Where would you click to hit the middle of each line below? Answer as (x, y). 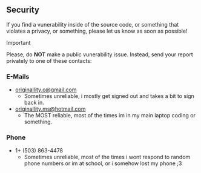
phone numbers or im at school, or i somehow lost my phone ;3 (103, 163)
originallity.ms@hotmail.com (50, 109)
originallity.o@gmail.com (46, 90)
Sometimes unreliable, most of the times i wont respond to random (107, 157)
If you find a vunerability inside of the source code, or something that (93, 24)
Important (18, 42)
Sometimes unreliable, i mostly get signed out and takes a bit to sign (109, 96)
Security (23, 10)
